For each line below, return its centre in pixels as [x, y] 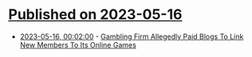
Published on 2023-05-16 [95, 15]
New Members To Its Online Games [78, 44]
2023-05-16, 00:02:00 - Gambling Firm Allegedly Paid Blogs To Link [132, 36]
